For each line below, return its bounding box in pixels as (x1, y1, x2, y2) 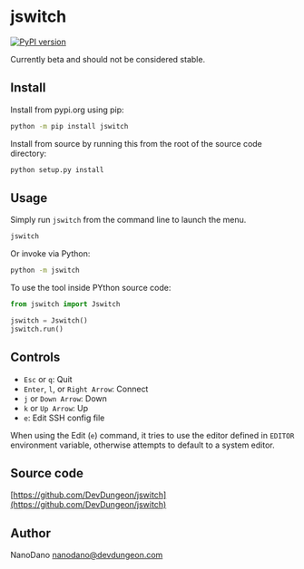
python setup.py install (10, 165, 104, 174)
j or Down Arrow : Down (23, 392, 108, 404)
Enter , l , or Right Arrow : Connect (23, 383, 149, 394)
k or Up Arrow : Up (23, 402, 89, 413)
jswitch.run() (10, 324, 64, 333)
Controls (10, 350, 61, 365)
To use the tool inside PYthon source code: (10, 283, 172, 294)
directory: (10, 148, 47, 159)
